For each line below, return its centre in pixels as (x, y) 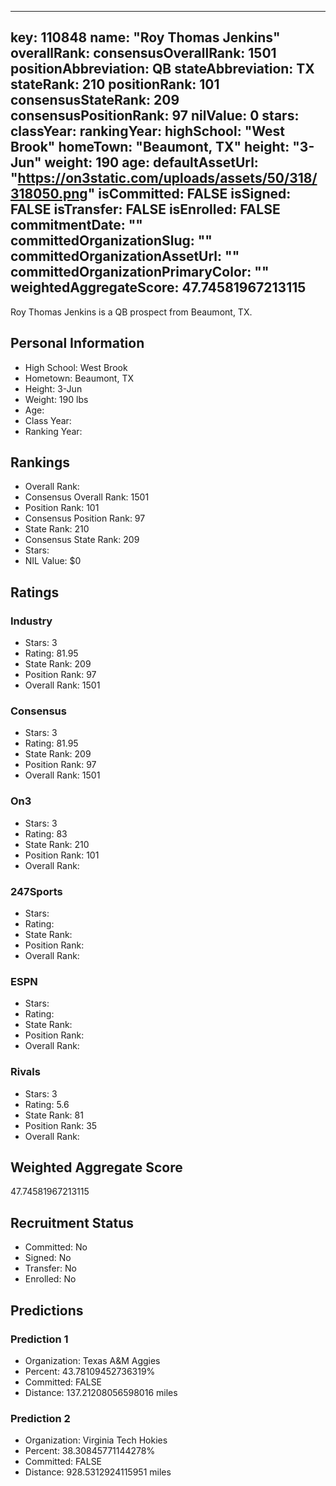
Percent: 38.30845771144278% (90, 1451)
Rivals (25, 1072)
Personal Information (77, 343)
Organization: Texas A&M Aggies (92, 1360)
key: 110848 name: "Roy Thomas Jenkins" (145, 37)
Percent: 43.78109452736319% (90, 1371)
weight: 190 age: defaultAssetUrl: (151, 162)
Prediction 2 (40, 1418)
